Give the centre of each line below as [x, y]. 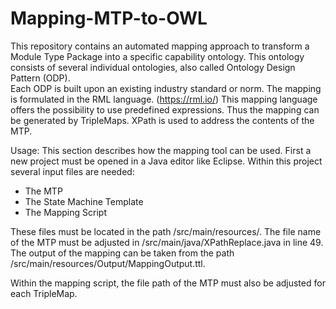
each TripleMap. [44, 293]
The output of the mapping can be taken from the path [122, 253]
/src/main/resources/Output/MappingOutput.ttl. [108, 263]
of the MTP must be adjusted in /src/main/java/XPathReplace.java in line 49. [167, 242]
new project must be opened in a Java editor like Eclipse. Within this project [166, 161]
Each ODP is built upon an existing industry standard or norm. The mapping [166, 88]
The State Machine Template [84, 201]
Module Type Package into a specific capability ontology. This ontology [157, 56]
